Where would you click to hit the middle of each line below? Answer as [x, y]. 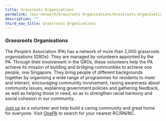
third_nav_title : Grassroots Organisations [51, 23]
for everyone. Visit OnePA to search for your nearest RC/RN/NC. [70, 113]
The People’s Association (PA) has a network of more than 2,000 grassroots [82, 51]
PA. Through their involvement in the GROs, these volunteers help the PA [79, 61]
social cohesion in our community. [40, 98]
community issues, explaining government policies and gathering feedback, [82, 88]
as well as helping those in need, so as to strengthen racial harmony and [79, 93]
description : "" [22, 19]
